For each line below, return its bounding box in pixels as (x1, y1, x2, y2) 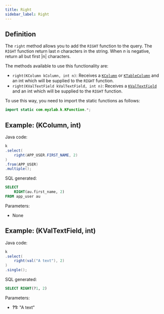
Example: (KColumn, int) (5, 121, 81, 129)
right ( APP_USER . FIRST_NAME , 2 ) (14, 153, 78, 157)
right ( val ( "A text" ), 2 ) (14, 258, 65, 263)
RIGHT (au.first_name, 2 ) (14, 189, 65, 194)
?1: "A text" (12, 304, 35, 310)
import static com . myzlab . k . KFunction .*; (5, 107, 91, 112)
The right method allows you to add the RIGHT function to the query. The (5, 43, 152, 49)
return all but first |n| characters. (5, 54, 71, 60)
